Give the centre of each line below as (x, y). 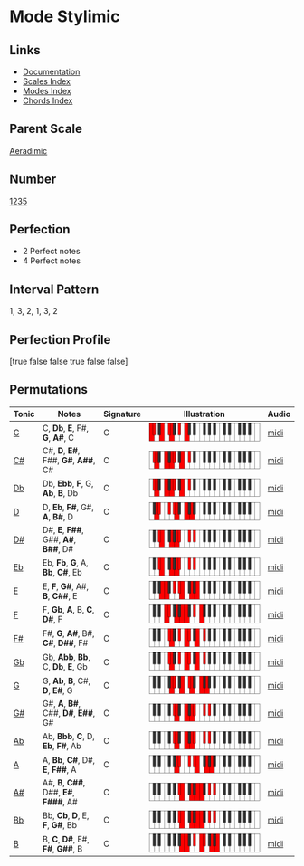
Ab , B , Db (60, 493)
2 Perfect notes (51, 252)
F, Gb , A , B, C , (68, 610)
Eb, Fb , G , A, (65, 562)
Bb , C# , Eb (62, 572)
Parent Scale (46, 129)
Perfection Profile (60, 340)
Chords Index (47, 100)
